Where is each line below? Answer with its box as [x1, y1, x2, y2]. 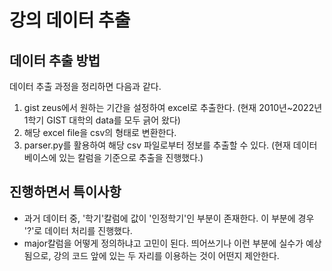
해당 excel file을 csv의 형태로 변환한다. [23, 127, 177, 138]
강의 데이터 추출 [9, 9, 131, 32]
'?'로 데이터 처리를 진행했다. [23, 224, 133, 236]
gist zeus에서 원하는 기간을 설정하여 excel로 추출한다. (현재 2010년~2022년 [23, 102, 323, 113]
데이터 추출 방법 [9, 52, 101, 69]
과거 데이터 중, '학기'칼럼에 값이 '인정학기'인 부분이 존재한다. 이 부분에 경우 [23, 212, 315, 224]
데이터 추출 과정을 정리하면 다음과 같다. [9, 81, 162, 92]
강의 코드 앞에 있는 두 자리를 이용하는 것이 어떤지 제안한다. [53, 249, 280, 261]
